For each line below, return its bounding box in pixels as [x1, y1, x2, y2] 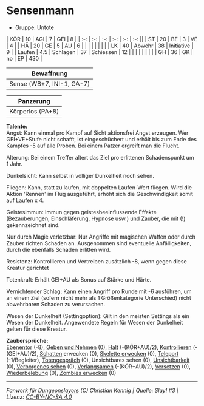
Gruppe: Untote [15, 24, 55, 31]
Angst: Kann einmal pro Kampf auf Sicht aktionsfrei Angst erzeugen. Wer [6, 129, 189, 137]
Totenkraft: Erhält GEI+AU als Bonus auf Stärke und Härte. [6, 276, 152, 283]
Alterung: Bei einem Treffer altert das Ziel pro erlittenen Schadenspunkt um [6, 154, 194, 161]
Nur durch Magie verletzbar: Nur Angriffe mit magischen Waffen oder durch [6, 233, 196, 240]
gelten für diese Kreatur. [6, 325, 67, 333]
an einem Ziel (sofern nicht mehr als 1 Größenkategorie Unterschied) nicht [6, 294, 191, 301]
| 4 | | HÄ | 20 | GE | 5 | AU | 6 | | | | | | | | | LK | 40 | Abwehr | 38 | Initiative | [6, 42, 194, 49]
